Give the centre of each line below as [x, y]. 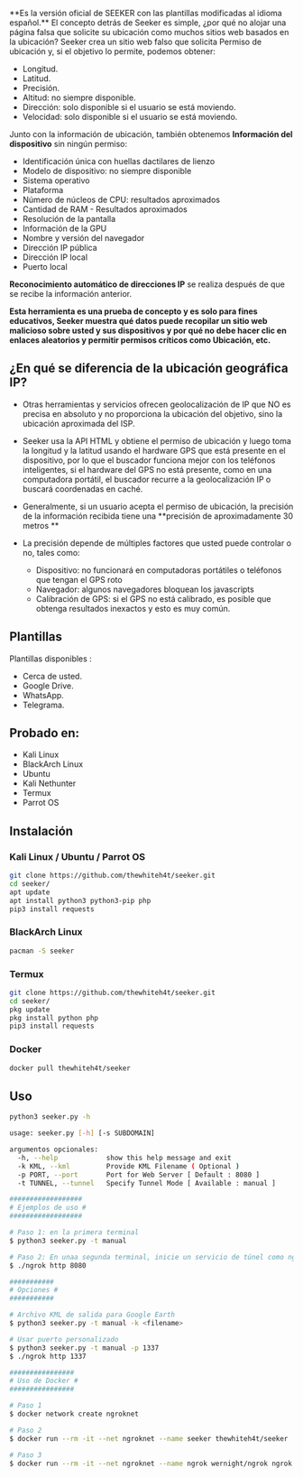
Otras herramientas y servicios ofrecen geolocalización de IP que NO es [156, 404]
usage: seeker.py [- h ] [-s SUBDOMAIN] [82, 1133]
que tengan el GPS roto [79, 579]
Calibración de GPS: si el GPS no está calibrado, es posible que [154, 598]
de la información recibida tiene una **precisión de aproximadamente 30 [157, 516]
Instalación [41, 831]
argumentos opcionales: [54, 1149]
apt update [30, 892]
